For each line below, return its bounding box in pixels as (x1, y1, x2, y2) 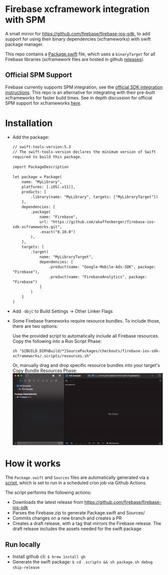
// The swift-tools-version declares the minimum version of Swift (12, 149, 156, 154)
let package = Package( (12, 174, 62, 179)
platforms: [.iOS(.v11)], (21, 184, 76, 189)
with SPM (5, 14, 46, 25)
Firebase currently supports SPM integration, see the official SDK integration (5, 84, 163, 90)
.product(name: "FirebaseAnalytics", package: (48, 274, 147, 279)
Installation (5, 117, 53, 128)
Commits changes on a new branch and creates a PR (12, 515, 122, 521)
